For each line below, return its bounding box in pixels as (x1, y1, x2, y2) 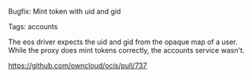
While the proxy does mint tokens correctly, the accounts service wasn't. (8, 46, 245, 54)
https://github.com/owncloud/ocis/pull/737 (8, 61, 147, 70)
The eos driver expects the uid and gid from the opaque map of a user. (8, 37, 238, 46)
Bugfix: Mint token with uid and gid (8, 7, 121, 16)
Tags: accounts (8, 22, 58, 31)
